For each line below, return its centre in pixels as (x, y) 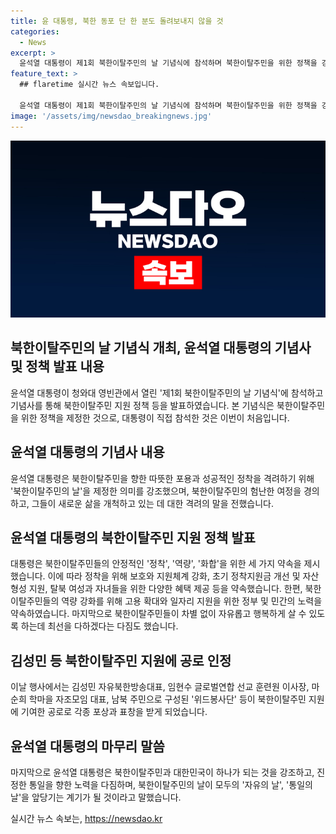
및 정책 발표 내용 (57, 366)
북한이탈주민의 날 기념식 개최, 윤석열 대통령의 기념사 (161, 348)
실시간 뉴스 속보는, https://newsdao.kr (86, 819)
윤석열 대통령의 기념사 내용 (87, 452)
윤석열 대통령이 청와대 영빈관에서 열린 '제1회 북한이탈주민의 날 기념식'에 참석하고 (167, 392)
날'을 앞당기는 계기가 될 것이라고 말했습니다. (96, 797)
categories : (35, 31)
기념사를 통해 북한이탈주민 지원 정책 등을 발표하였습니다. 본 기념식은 (142, 405)
